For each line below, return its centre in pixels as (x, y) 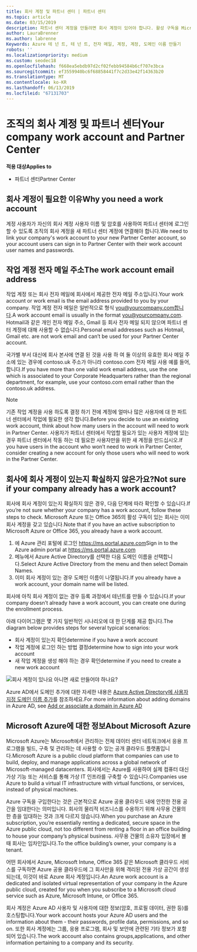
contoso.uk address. (31, 388)
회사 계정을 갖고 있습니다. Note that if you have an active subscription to (91, 524)
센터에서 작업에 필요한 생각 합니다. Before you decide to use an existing (95, 419)
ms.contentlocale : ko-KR (36, 83)
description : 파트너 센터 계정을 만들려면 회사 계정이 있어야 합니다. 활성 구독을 (92, 28)
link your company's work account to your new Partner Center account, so (96, 238)
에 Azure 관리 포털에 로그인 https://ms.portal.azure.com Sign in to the (96, 543)
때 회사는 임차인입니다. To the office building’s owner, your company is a (91, 843)
